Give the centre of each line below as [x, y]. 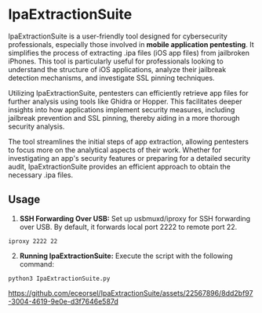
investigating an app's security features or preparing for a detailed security [129, 158]
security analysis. [36, 126]
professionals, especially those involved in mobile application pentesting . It [131, 44]
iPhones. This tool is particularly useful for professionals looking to [116, 61]
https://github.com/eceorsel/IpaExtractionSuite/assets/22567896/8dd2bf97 [131, 293]
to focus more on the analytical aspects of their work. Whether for [115, 150]
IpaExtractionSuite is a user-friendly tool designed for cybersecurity [118, 36]
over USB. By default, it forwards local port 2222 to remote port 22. [128, 227]
